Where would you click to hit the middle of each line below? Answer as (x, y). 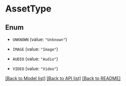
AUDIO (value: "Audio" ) (35, 59)
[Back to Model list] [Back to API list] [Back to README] (63, 78)
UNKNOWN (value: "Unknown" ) (40, 39)
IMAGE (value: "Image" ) (35, 49)
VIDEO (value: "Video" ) (35, 69)
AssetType (28, 9)
